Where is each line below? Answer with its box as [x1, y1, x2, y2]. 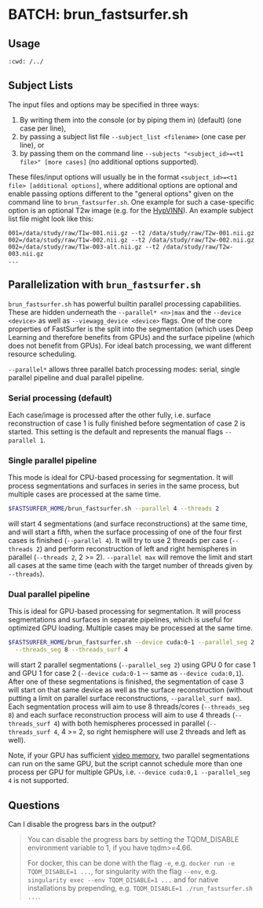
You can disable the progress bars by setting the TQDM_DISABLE [27, 834, 239, 843]
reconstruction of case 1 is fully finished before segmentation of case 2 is [8, 419, 246, 428]
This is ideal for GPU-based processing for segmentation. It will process [8, 607, 241, 616]
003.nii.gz [8, 249, 44, 257]
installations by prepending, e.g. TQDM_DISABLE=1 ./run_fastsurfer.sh [27, 883, 253, 892]
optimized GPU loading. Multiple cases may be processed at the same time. [8, 623, 253, 633]
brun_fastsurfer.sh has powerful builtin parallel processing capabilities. [8, 299, 242, 308]
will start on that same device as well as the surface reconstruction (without [8, 685, 254, 695]
